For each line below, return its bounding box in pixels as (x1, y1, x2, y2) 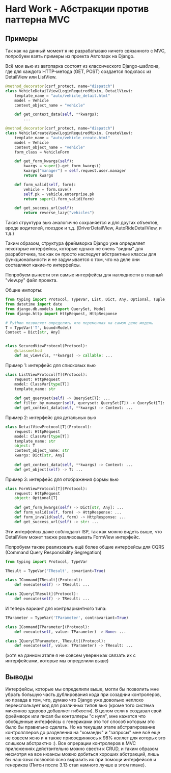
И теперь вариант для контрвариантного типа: (5, 605, 107, 611)
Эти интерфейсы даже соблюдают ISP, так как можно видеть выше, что (5, 528, 162, 534)
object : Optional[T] (14, 496, 58, 501)
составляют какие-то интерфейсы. (5, 262, 81, 268)
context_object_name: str (14, 448, 70, 453)
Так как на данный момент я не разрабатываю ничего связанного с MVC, (5, 48, 166, 54)
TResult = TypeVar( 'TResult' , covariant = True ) (5, 568, 106, 574)
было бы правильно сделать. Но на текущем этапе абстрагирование (5, 724, 156, 730)
